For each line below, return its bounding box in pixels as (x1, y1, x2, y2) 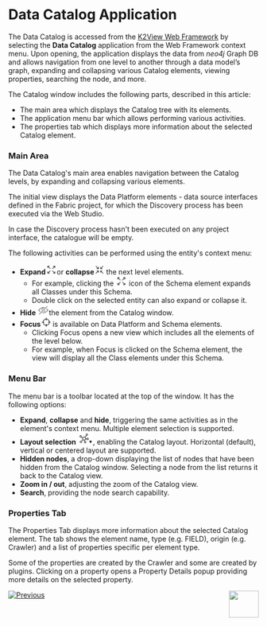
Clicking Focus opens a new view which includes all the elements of (31, 328, 254, 337)
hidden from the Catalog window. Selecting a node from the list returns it (19, 462, 258, 472)
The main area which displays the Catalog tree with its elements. (19, 105, 232, 115)
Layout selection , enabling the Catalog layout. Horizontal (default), (19, 437, 257, 446)
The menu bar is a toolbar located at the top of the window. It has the (8, 391, 234, 401)
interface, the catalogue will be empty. (8, 233, 134, 243)
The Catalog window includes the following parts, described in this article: (8, 89, 251, 99)
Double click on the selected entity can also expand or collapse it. (31, 296, 248, 305)
